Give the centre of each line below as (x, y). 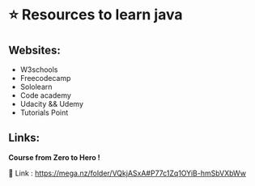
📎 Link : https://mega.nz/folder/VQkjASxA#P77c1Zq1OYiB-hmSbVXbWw (127, 173)
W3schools (39, 70)
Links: (24, 138)
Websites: (34, 50)
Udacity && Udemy (51, 104)
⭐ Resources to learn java (96, 15)
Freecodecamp (45, 78)
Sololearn (36, 87)
